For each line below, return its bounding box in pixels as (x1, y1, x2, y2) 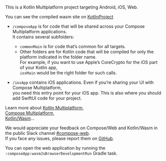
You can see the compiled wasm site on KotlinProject (5, 14, 113, 19)
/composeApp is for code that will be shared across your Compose (12, 23, 145, 29)
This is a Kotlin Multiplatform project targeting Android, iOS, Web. (5, 4, 138, 10)
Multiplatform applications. (12, 29, 67, 34)
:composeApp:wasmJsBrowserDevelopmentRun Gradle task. (5, 151, 118, 156)
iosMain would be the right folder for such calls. (19, 70, 117, 76)
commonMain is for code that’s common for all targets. (19, 44, 126, 49)
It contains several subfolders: (12, 34, 74, 40)
